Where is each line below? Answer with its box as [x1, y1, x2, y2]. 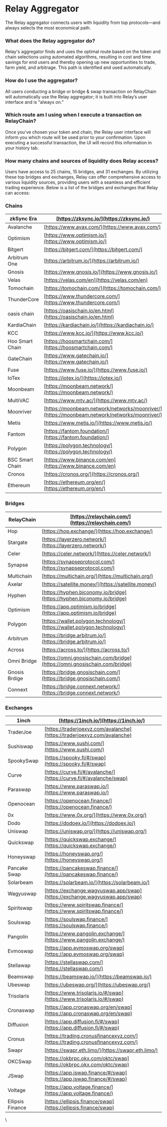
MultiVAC [7, 397, 30, 404]
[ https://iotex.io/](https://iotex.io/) [44, 375, 123, 382]
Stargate [7, 539, 28, 546]
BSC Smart [7, 456, 33, 463]
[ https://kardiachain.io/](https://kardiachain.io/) [44, 321, 154, 328]
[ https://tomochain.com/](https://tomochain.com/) [44, 285, 162, 292]
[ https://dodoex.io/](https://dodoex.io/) [44, 820, 136, 827]
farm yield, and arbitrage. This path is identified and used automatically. [5, 64, 153, 70]
